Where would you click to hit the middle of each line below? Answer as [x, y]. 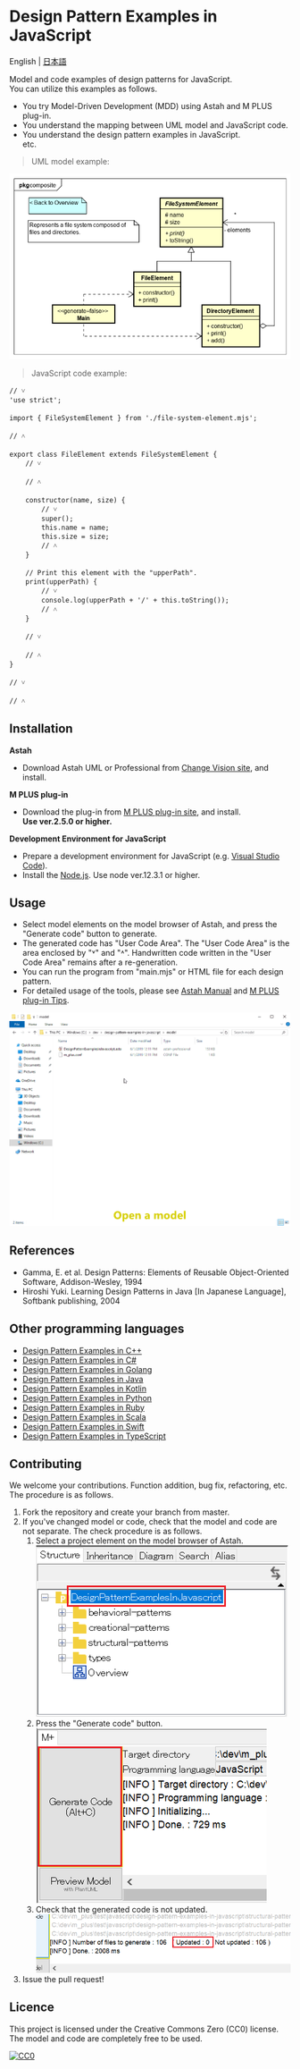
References [42, 1250]
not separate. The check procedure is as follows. [112, 1532]
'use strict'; [36, 400]
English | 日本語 [38, 61]
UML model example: [70, 161]
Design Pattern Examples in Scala [84, 1417]
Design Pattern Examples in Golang [87, 1369]
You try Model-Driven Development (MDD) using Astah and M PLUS [147, 106]
